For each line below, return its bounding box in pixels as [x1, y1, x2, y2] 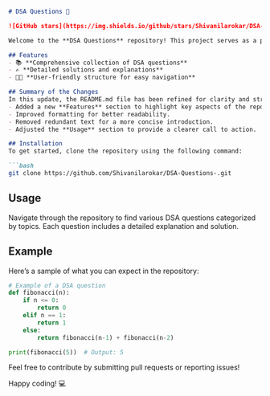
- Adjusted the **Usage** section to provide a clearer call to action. [8, 125, 257, 133]
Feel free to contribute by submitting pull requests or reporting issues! [8, 362, 240, 373]
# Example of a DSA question [8, 281, 106, 289]
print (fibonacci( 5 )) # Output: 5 [8, 348, 125, 357]
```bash [8, 161, 35, 170]
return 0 [37, 304, 67, 312]
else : [22, 326, 42, 334]
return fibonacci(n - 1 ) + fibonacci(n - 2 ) [37, 333, 174, 341]
